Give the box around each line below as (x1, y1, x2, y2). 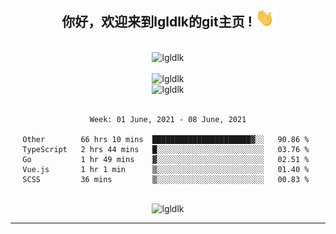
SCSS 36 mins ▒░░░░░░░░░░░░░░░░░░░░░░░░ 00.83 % (22, 174, 310, 184)
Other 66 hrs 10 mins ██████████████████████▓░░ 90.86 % (22, 134, 310, 144)
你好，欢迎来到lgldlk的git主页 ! (61, 14, 253, 31)
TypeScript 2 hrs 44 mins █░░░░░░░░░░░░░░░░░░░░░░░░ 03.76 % (22, 144, 310, 154)
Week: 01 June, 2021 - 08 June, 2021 (89, 114, 247, 124)
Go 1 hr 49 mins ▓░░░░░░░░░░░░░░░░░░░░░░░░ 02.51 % (22, 154, 310, 164)
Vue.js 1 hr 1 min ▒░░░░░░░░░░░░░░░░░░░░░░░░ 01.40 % (22, 164, 310, 174)
